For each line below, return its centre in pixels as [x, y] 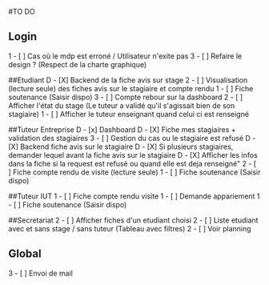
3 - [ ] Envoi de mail [41, 273]
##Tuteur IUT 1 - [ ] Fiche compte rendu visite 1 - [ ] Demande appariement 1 [134, 196]
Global [25, 254]
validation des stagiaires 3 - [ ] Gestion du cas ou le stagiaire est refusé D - [132, 138]
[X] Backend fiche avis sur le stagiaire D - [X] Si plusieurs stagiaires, [121, 147]
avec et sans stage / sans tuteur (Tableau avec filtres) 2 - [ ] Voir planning [130, 228]
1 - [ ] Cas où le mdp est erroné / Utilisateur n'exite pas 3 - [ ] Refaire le [125, 56]
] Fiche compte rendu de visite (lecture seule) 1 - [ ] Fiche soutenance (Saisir [134, 172]
